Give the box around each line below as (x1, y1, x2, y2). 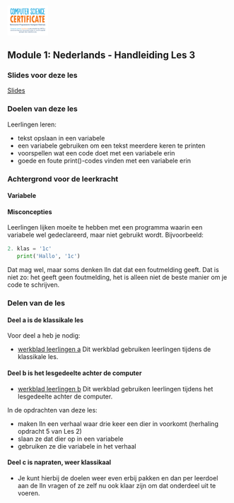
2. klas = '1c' (7, 245, 52, 252)
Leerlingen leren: (7, 120, 57, 129)
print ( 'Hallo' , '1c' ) (16, 253, 81, 260)
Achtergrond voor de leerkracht (7, 174, 119, 184)
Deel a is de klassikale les (7, 316, 83, 324)
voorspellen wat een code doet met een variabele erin (17, 148, 175, 157)
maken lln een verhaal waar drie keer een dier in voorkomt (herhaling (17, 419, 219, 428)
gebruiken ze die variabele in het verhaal (17, 442, 136, 450)
